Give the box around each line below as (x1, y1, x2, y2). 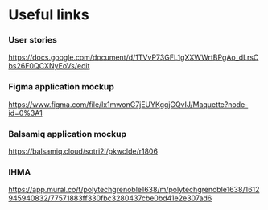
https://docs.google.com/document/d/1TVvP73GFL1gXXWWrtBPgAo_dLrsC (8, 52, 259, 62)
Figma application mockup (8, 81, 115, 93)
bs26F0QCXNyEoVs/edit (8, 61, 90, 71)
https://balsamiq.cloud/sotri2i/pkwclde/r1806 (8, 146, 159, 156)
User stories (8, 35, 58, 46)
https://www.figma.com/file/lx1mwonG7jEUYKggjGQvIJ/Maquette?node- (8, 99, 249, 109)
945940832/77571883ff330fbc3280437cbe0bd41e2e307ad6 (8, 193, 212, 203)
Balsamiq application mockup (8, 128, 127, 139)
